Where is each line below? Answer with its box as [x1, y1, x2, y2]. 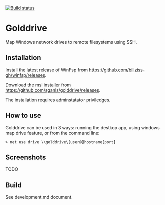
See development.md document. [5, 194, 73, 200]
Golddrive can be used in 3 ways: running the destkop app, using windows [5, 124, 160, 130]
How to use [5, 111, 41, 120]
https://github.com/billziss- [89, 67, 145, 73]
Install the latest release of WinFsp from [5, 67, 88, 73]
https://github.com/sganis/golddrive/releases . [5, 87, 101, 93]
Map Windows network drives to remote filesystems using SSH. [5, 39, 137, 45]
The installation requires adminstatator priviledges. [5, 97, 111, 103]
